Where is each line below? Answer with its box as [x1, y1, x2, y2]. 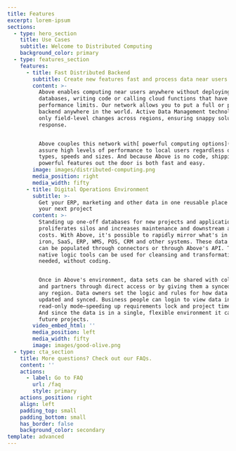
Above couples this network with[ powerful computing [38, 140, 199, 148]
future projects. [38, 315, 90, 323]
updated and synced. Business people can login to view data [38, 296, 221, 303]
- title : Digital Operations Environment [25, 185, 150, 193]
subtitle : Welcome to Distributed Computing [20, 43, 152, 50]
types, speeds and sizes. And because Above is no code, [38, 153, 209, 160]
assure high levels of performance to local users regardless [38, 147, 225, 154]
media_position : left [32, 329, 96, 336]
